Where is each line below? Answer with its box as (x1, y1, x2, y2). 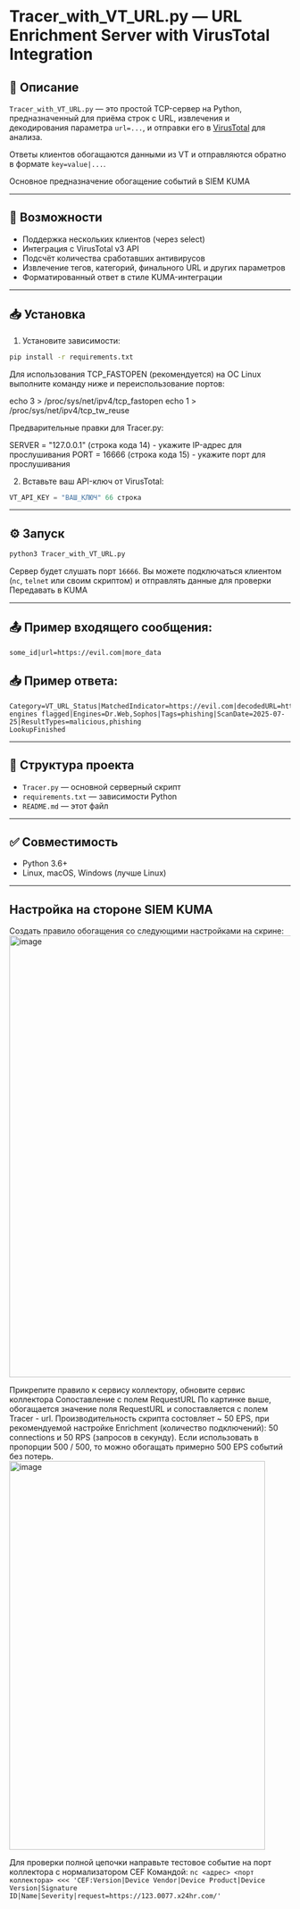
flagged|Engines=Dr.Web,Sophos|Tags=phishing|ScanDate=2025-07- (41, 710, 286, 718)
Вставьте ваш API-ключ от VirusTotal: (21, 476, 164, 486)
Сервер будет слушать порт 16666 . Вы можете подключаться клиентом (9, 566, 282, 577)
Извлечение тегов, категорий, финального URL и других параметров (21, 261, 286, 273)
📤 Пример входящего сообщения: (9, 620, 212, 635)
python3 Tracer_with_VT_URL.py (9, 550, 126, 559)
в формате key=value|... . (9, 159, 106, 169)
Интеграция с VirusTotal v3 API (21, 243, 140, 253)
